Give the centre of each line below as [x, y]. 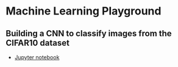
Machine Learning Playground [84, 11]
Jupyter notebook [37, 57]
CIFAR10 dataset [37, 43]
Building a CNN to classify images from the [89, 33]
